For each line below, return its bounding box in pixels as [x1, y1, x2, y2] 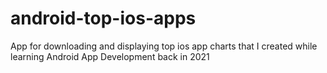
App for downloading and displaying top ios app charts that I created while [10, 40, 318, 52]
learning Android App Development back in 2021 [10, 50, 210, 62]
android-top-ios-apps [10, 7, 197, 30]
